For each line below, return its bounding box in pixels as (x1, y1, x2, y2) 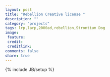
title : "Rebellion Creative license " (5, 12, 85, 17)
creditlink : (7, 44, 32, 49)
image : (5, 30, 19, 35)
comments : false (5, 48, 39, 53)
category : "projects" (5, 21, 50, 26)
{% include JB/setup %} (5, 67, 55, 73)
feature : (7, 35, 26, 40)
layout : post (5, 7, 32, 12)
